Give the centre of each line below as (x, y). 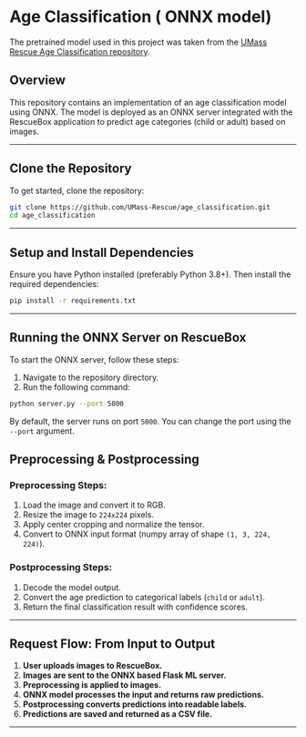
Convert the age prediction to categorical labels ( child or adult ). (144, 597)
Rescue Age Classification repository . (80, 51)
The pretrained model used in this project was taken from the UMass (138, 42)
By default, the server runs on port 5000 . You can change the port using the (150, 421)
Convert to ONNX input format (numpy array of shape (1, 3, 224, (147, 534)
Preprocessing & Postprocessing (105, 460)
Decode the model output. (71, 587)
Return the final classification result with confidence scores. (135, 607)
